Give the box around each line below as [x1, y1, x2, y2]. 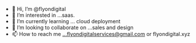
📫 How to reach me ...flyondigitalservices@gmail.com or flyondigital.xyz [11, 31, 191, 37]
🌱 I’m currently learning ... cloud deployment [11, 18, 121, 24]
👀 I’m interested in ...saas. [11, 12, 75, 19]
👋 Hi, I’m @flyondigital [11, 6, 67, 12]
